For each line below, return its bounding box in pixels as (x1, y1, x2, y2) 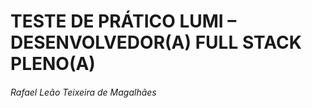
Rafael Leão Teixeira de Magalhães (10, 86, 157, 98)
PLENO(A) (10, 53, 96, 75)
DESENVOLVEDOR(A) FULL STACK (10, 31, 302, 54)
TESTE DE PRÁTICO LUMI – (10, 10, 237, 33)
